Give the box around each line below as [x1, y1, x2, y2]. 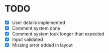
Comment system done [12, 25, 61, 31]
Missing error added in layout [12, 42, 73, 48]
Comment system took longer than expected [12, 31, 104, 37]
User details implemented [12, 19, 65, 25]
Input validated [12, 36, 43, 42]
